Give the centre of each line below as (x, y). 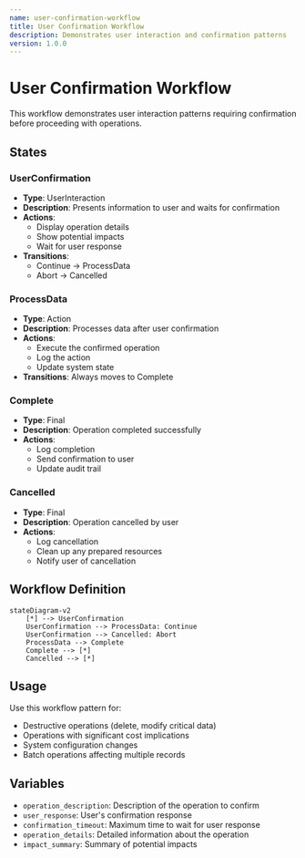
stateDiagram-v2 (40, 610)
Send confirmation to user (85, 459)
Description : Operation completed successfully (112, 430)
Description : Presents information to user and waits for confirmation (151, 207)
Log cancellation (67, 541)
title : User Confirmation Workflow (77, 26)
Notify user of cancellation (86, 561)
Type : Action (47, 319)
